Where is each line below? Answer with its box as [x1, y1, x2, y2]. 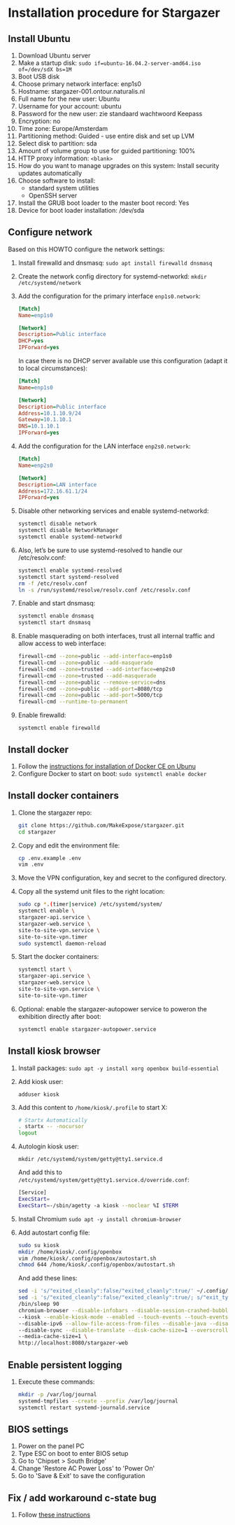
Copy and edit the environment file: [17, 841, 120, 850]
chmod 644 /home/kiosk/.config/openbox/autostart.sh [17, 1261, 176, 1268]
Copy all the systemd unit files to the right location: [17, 887, 165, 896]
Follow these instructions [17, 1510, 90, 1519]
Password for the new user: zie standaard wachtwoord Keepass [17, 110, 203, 118]
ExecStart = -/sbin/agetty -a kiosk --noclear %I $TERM [17, 1202, 178, 1209]
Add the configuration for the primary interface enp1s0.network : [17, 292, 201, 300]
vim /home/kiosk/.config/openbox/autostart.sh [17, 1255, 157, 1262]
